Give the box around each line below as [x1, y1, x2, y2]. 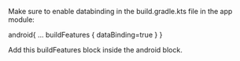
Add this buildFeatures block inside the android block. [8, 45, 183, 54]
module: [8, 15, 35, 24]
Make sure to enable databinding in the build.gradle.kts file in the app [8, 7, 233, 16]
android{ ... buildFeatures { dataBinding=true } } [8, 30, 163, 39]
